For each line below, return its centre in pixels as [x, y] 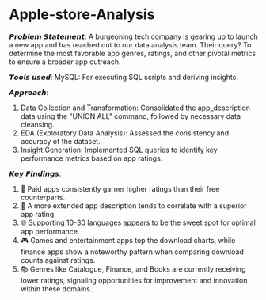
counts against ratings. [58, 260]
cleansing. [37, 124]
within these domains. [56, 289]
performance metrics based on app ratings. [91, 158]
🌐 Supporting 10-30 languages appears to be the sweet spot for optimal [138, 222]
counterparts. [43, 197]
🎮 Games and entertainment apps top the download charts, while [128, 240]
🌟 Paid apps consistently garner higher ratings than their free [120, 188]
